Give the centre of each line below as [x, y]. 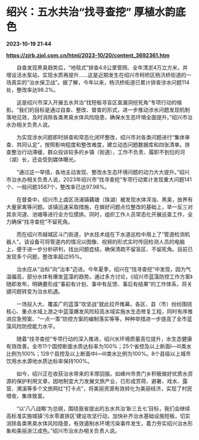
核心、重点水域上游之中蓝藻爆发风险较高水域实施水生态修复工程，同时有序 [97, 311]
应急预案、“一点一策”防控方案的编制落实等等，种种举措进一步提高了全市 [99, 318]
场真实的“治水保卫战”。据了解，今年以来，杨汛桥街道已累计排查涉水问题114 [98, 82]
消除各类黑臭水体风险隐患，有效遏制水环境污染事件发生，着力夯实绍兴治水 [97, 423]
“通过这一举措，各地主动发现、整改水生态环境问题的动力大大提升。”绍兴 [103, 172]
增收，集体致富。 [27, 396]
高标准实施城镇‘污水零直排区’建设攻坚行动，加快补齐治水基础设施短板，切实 [98, 416]
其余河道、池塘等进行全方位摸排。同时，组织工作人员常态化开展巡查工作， [97, 214]
